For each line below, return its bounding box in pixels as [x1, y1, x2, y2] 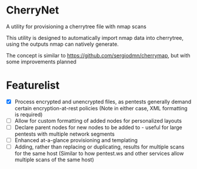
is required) [14, 111, 43, 118]
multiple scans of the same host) [14, 156, 94, 163]
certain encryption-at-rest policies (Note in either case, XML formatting [14, 104, 188, 111]
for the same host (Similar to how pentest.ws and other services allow [14, 150, 184, 157]
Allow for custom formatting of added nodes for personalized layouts [14, 117, 182, 124]
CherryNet [6, 4, 59, 17]
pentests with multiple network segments [14, 130, 115, 138]
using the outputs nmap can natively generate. [6, 40, 119, 48]
